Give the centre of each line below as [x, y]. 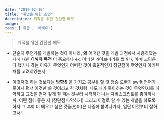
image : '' [15, 23]
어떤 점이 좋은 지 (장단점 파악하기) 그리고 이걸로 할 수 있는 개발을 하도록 [87, 100]
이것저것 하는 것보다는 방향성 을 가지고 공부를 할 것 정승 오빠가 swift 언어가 [84, 82]
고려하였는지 [33, 71]
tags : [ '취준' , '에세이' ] [29, 28]
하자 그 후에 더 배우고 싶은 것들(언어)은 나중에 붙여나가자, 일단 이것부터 [80, 107]
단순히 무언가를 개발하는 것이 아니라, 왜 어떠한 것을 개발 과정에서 [74, 53]
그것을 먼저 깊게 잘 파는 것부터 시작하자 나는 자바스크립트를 [82, 94]
